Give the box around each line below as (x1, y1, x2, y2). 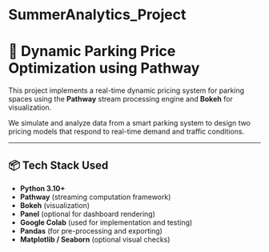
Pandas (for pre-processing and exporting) (19, 226, 163, 235)
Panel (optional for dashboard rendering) (19, 209, 156, 218)
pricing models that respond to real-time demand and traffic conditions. (8, 126, 245, 137)
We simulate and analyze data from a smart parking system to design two (8, 118, 251, 128)
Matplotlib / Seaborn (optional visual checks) (19, 234, 171, 244)
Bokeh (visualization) (19, 200, 90, 210)
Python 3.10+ (19, 183, 66, 193)
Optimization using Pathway (8, 59, 200, 78)
